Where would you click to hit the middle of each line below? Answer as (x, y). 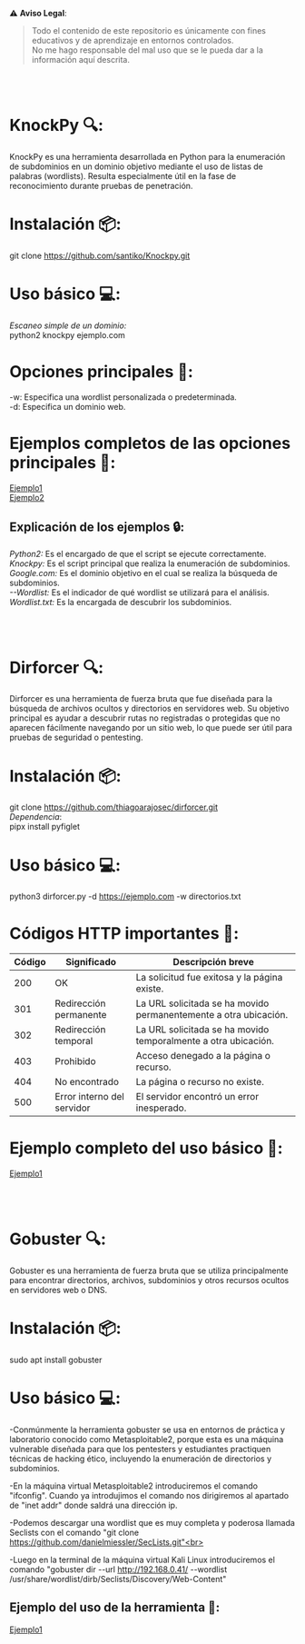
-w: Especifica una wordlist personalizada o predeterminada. (123, 397)
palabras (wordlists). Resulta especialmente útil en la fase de (123, 175)
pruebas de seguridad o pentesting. (76, 737)
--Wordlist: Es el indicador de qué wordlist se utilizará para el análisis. (139, 592)
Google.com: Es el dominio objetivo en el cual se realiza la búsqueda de (144, 573)
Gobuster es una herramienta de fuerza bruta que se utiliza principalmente (149, 1270)
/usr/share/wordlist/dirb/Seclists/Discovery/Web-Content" (118, 1579)
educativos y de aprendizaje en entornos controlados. (133, 40)
